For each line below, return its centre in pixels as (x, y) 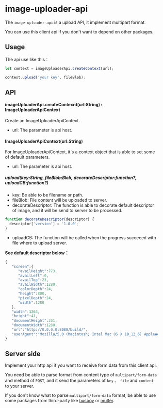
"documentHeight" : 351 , (34, 321)
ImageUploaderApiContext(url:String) (44, 141)
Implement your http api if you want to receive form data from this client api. (81, 365)
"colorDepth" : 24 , (35, 289)
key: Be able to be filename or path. (48, 195)
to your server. (20, 386)
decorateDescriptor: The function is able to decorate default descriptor (83, 205)
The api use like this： (27, 59)
